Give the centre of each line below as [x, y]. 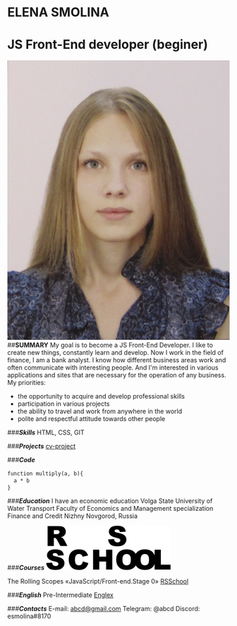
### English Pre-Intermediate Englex [61, 595]
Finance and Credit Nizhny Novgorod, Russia [73, 516]
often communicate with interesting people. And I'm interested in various [113, 367]
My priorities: [26, 382]
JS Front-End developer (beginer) [108, 45]
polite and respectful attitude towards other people [91, 418]
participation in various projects [63, 403]
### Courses [26, 567]
